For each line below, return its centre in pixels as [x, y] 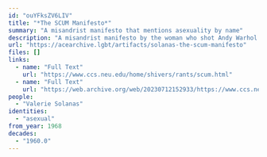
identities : [28, 112]
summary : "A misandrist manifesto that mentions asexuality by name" [126, 30]
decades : [23, 133]
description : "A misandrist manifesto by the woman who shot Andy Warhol [133, 38]
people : [21, 97]
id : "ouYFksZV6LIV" [41, 15]
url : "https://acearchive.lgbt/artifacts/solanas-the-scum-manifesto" [128, 45]
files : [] [25, 52]
